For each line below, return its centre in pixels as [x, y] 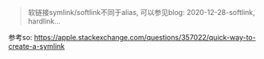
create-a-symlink [37, 46]
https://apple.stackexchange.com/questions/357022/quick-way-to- [145, 37]
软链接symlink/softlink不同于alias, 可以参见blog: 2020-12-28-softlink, [141, 12]
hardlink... [44, 21]
